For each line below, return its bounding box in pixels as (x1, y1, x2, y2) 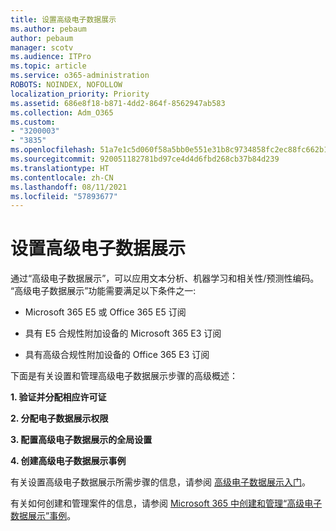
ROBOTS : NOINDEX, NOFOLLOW (10, 80, 123, 90)
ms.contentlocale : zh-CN (10, 172, 114, 183)
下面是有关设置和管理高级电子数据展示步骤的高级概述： (10, 370, 238, 382)
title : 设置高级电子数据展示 (10, 14, 117, 25)
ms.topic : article (10, 61, 87, 71)
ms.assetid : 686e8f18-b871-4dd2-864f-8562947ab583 (10, 98, 226, 108)
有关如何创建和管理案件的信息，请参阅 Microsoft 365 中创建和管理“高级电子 (10, 497, 323, 510)
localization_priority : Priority (10, 89, 150, 99)
